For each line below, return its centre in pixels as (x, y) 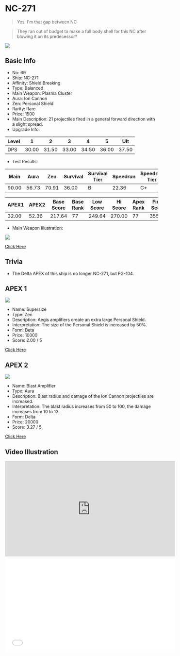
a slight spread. (27, 124)
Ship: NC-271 (25, 78)
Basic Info (20, 61)
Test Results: (25, 161)
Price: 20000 (25, 422)
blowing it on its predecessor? (47, 36)
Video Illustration (32, 452)
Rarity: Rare (24, 109)
